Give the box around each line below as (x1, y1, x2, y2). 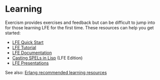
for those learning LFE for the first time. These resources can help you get (5, 24, 154, 30)
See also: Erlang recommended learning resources (5, 69, 107, 75)
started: (5, 30, 21, 36)
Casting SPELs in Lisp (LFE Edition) (12, 55, 83, 60)
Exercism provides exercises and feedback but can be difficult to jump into (5, 20, 155, 25)
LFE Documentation (12, 50, 52, 56)
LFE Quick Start (12, 39, 44, 45)
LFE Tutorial (12, 44, 37, 50)
